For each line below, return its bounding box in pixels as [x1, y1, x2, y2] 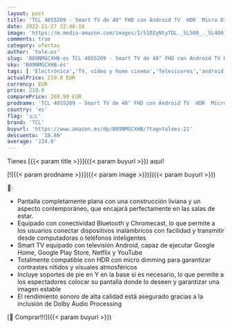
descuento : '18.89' [7, 132, 64, 139]
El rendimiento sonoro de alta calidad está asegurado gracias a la [17, 292, 204, 300]
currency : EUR [7, 81, 48, 88]
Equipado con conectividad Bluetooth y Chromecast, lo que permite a [17, 219, 215, 227]
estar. [17, 212, 34, 221]
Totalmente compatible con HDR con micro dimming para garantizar [17, 256, 211, 264]
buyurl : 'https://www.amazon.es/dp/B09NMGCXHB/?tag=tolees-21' [7, 125, 193, 132]
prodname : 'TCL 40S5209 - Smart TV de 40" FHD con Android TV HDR [7, 100, 206, 107]
